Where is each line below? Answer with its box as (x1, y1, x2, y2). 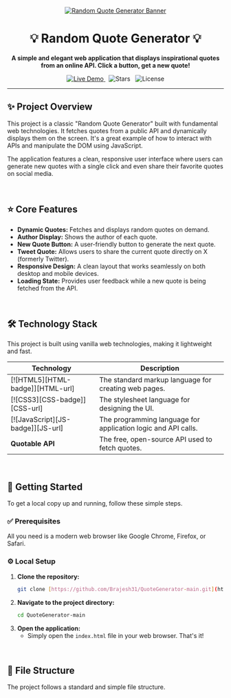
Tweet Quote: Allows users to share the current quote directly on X (16, 247, 208, 255)
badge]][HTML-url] (10, 383, 75, 393)
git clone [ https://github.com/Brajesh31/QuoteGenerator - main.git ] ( (16, 586, 218, 592)
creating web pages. (99, 383, 166, 393)
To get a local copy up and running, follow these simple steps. (7, 499, 183, 508)
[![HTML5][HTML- (10, 375, 71, 385)
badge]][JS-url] (10, 423, 64, 433)
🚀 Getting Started (7, 481, 83, 492)
